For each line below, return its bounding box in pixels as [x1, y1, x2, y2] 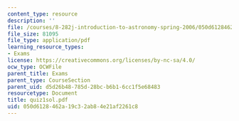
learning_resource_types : [7, 43, 84, 51]
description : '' [7, 17, 55, 24]
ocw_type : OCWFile [7, 63, 62, 70]
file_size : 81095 [7, 30, 59, 38]
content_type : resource [7, 10, 78, 18]
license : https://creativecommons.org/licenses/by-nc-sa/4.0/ [7, 57, 196, 64]
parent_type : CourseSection [7, 76, 91, 84]
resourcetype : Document [7, 90, 78, 97]
